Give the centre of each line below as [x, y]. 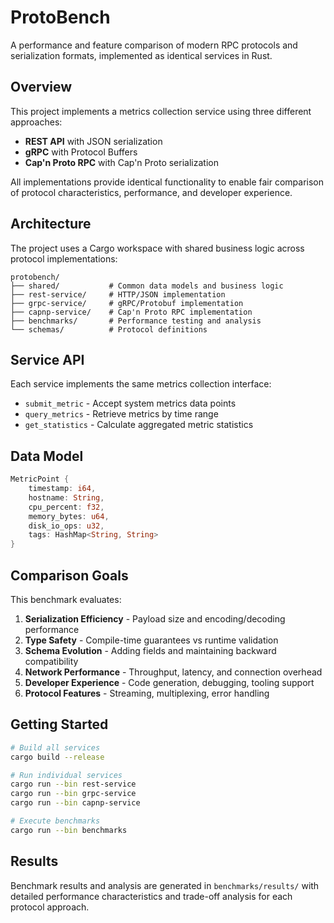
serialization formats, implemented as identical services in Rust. [141, 55]
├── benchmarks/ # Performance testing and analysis [136, 321]
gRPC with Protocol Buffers [81, 152]
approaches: [36, 122]
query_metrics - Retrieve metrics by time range [121, 414]
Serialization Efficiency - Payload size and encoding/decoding [155, 619]
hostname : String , [66, 497]
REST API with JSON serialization [93, 141]
